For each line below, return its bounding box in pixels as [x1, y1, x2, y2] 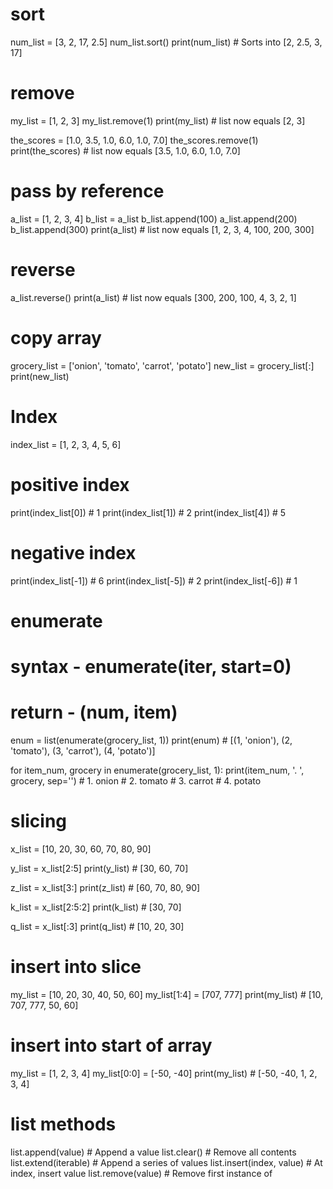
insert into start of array [10, 1034, 213, 1057]
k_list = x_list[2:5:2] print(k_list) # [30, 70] [10, 901, 182, 913]
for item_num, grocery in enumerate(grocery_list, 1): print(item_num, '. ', [10, 764, 305, 776]
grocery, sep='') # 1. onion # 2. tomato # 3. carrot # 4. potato [10, 774, 262, 787]
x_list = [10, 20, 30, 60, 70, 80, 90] [10, 843, 152, 855]
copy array [10, 326, 102, 349]
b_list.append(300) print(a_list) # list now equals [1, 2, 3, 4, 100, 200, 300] [10, 223, 315, 235]
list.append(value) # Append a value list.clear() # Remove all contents [10, 1146, 297, 1158]
